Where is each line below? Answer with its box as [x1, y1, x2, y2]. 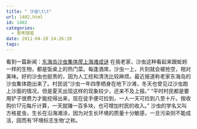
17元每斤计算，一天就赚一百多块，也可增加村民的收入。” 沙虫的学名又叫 [16, 102, 187, 109]
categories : [6, 25, 35, 31]
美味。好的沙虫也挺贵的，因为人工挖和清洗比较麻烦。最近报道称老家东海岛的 [6, 73, 191, 80]
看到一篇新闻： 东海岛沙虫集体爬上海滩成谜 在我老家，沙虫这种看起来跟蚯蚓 [6, 58, 188, 65]
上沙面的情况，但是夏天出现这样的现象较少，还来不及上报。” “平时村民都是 [6, 87, 185, 94]
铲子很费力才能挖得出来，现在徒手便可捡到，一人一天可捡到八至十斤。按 [11, 94, 186, 101]
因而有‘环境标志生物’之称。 [16, 117, 81, 124]
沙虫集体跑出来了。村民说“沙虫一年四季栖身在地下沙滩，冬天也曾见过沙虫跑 [6, 80, 189, 87]
